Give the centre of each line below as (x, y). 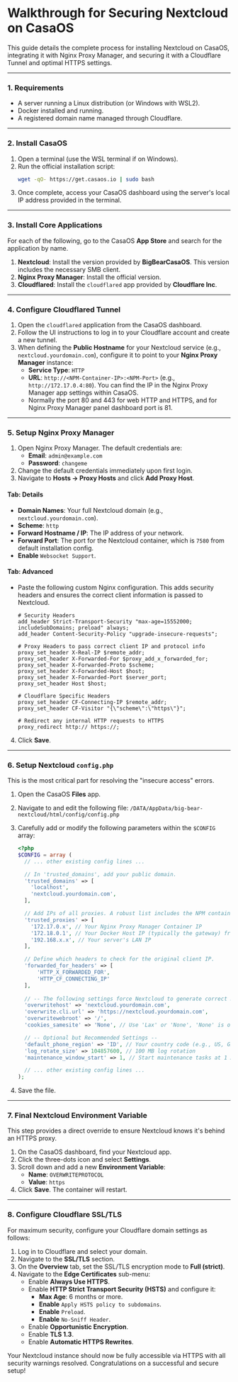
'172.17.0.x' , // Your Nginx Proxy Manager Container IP (117, 927)
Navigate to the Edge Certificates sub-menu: (84, 1274)
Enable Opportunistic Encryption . (78, 1327)
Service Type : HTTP (56, 370)
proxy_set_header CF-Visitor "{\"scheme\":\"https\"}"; (102, 708)
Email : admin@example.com (65, 455)
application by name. (38, 248)
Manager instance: (45, 362)
